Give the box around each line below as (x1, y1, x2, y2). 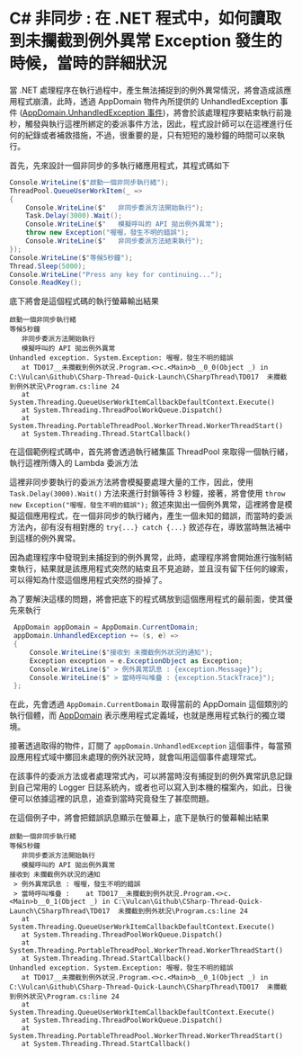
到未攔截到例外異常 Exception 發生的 (9, 31, 283, 51)
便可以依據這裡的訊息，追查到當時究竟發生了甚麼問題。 (9, 793, 214, 804)
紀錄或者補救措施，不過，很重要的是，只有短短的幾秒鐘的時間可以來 (24, 130, 277, 140)
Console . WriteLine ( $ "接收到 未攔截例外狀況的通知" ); (29, 648, 214, 657)
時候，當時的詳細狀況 (9, 53, 168, 74)
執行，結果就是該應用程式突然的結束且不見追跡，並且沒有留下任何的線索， (16, 563, 293, 574)
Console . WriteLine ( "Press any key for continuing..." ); (9, 270, 223, 279)
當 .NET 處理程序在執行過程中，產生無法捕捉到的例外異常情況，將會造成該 (9, 85, 284, 95)
